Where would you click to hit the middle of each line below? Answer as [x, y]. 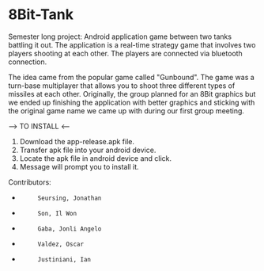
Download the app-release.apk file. [77, 141]
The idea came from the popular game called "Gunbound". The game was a [131, 77]
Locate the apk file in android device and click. [96, 158]
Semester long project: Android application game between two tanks [120, 36]
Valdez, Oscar [61, 244]
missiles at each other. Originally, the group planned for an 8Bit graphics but [132, 94]
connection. [28, 62]
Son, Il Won [57, 213]
